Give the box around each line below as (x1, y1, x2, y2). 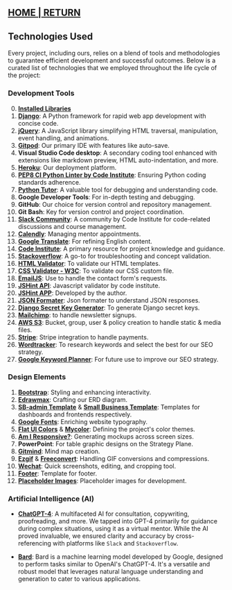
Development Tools (8, 88, 75, 98)
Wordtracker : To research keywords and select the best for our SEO (17, 340, 213, 348)
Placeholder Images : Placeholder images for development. (17, 476, 187, 484)
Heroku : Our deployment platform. (17, 163, 117, 171)
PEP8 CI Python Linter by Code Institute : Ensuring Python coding (17, 171, 206, 179)
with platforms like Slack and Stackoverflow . (52, 539, 179, 548)
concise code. (17, 119, 59, 127)
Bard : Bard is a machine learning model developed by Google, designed (17, 553, 224, 561)
